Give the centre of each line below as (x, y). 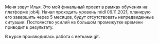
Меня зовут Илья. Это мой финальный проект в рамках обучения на (76, 7)
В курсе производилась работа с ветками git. (53, 36)
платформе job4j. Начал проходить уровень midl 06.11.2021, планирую (78, 12)
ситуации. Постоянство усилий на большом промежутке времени (74, 22)
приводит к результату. (29, 27)
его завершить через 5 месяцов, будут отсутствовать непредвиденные (79, 17)
